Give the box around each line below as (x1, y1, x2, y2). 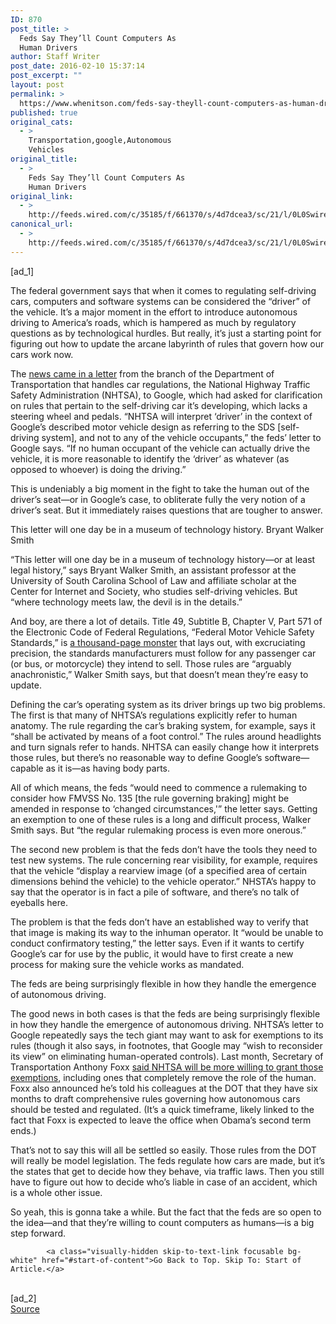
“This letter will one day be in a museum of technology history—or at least (10, 553, 316, 565)
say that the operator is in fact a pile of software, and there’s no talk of (10, 886, 300, 898)
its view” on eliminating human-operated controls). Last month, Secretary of (10, 1050, 324, 1062)
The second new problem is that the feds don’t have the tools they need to (10, 843, 318, 855)
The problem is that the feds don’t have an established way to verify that (10, 916, 309, 928)
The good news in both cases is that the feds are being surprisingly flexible (10, 1007, 321, 1020)
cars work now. (10, 348, 74, 360)
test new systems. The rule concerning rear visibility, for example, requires (10, 854, 318, 866)
